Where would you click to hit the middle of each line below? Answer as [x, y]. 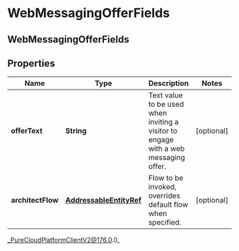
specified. [165, 223]
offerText [27, 131]
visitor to [163, 131]
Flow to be [166, 178]
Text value [166, 95]
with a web [166, 149]
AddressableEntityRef [103, 201]
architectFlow [35, 201]
